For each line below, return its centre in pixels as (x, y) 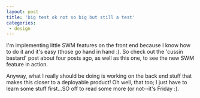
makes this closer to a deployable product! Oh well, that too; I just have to (97, 82)
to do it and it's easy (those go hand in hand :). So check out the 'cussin (95, 52)
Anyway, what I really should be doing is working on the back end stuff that (99, 76)
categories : (21, 23)
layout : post (22, 12)
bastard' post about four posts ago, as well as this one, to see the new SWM (100, 58)
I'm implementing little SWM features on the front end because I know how (98, 45)
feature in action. (27, 65)
